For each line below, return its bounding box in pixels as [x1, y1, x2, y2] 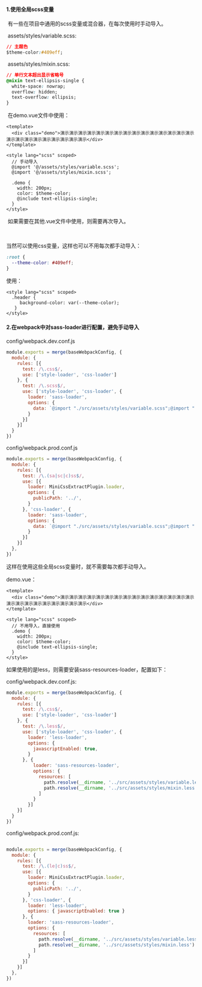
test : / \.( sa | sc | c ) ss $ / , [22, 472, 85, 479]
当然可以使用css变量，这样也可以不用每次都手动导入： [6, 242, 141, 250]
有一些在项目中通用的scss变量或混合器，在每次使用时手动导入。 [7, 20, 167, 27]
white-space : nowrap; [11, 83, 66, 89]
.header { [11, 294, 36, 300]
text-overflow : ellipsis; [11, 94, 77, 101]
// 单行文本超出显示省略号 [6, 72, 64, 78]
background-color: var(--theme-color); [19, 299, 120, 306]
